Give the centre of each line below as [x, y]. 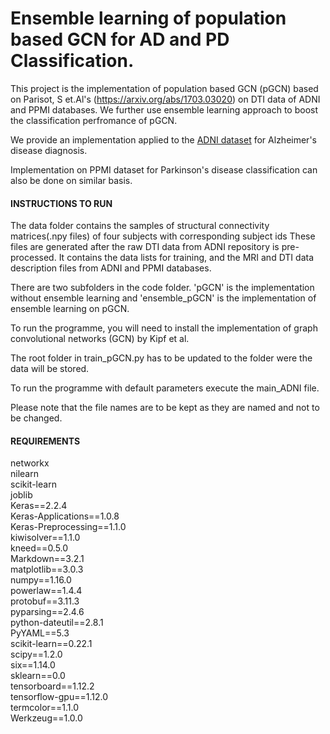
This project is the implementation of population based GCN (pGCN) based [164, 88]
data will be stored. [50, 369]
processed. [33, 258]
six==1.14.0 [33, 665]
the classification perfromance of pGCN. [94, 120]
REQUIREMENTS [45, 441]
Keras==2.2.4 [39, 506]
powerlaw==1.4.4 [46, 591]
